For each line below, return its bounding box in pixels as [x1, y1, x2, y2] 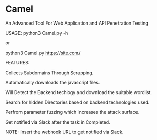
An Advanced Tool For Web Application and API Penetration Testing [5, 20, 149, 26]
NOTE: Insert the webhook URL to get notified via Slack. [5, 129, 124, 135]
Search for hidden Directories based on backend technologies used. [5, 99, 150, 105]
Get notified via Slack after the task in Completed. [5, 119, 110, 125]
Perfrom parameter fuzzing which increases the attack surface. [5, 109, 140, 115]
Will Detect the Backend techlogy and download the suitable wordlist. [5, 89, 152, 95]
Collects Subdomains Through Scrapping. [5, 69, 94, 76]
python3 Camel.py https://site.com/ [5, 50, 81, 56]
